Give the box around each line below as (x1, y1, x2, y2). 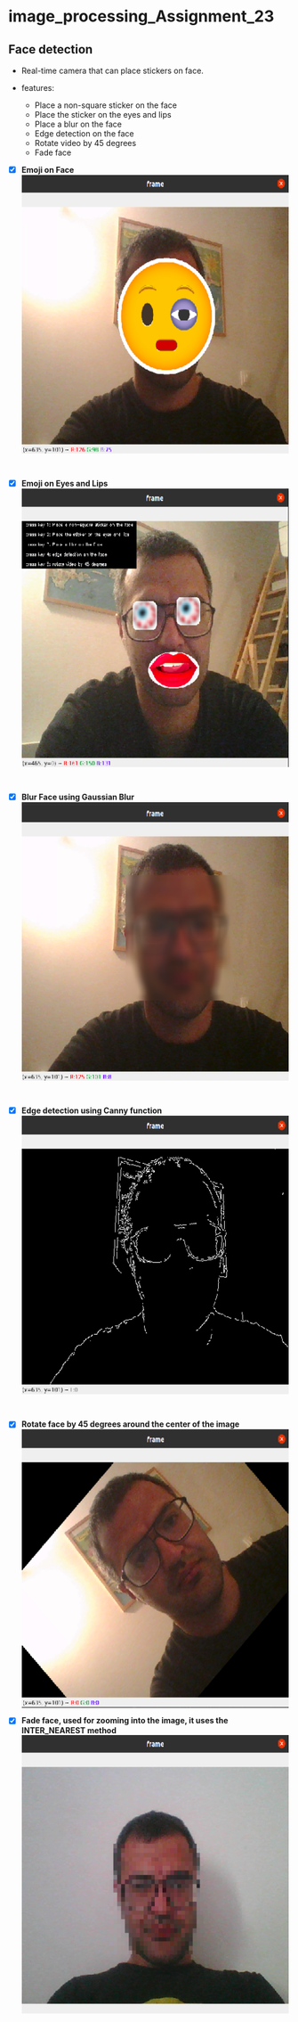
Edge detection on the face (34, 128, 134, 139)
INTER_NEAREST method (20, 1725, 117, 1736)
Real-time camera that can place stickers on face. (20, 65, 204, 76)
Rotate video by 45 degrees (34, 138, 137, 148)
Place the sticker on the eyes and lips (34, 110, 172, 119)
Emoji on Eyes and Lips (20, 479, 109, 489)
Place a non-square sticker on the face (34, 100, 177, 111)
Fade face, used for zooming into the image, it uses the (20, 1715, 229, 1726)
